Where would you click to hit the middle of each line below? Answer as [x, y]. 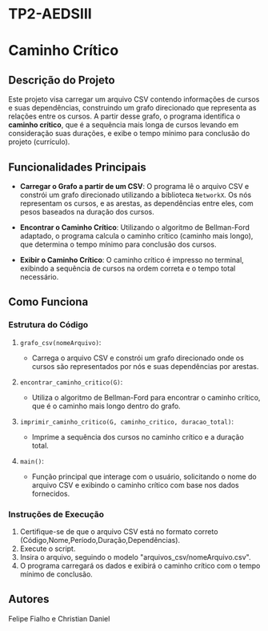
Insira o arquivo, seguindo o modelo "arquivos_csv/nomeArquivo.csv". [135, 557]
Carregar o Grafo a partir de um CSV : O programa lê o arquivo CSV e [134, 186]
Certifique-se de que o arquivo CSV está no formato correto [119, 531]
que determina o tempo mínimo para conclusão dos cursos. [118, 244]
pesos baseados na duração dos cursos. [87, 212]
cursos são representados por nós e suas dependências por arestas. [145, 366]
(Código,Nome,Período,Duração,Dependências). [100, 540]
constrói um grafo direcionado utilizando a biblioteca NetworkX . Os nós [136, 195]
